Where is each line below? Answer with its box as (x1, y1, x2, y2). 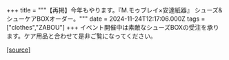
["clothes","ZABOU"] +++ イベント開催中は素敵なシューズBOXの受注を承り (6, 23, 219, 31)
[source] (6, 46, 31, 54)
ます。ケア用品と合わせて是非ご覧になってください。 (6, 32, 157, 40)
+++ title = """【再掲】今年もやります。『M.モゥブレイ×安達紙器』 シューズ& (6, 6, 223, 14)
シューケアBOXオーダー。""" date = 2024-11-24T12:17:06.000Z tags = (6, 14, 206, 23)
